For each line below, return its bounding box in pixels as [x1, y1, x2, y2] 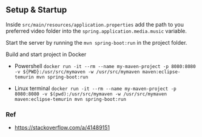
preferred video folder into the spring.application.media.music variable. [5, 27, 187, 34]
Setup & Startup [5, 5, 67, 15]
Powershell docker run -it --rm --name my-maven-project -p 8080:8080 [14, 62, 196, 69]
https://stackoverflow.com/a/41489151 [14, 124, 110, 132]
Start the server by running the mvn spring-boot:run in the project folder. [5, 39, 187, 46]
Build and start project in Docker [5, 51, 87, 58]
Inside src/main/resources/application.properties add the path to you [5, 21, 184, 28]
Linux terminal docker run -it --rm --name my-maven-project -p [14, 84, 177, 92]
